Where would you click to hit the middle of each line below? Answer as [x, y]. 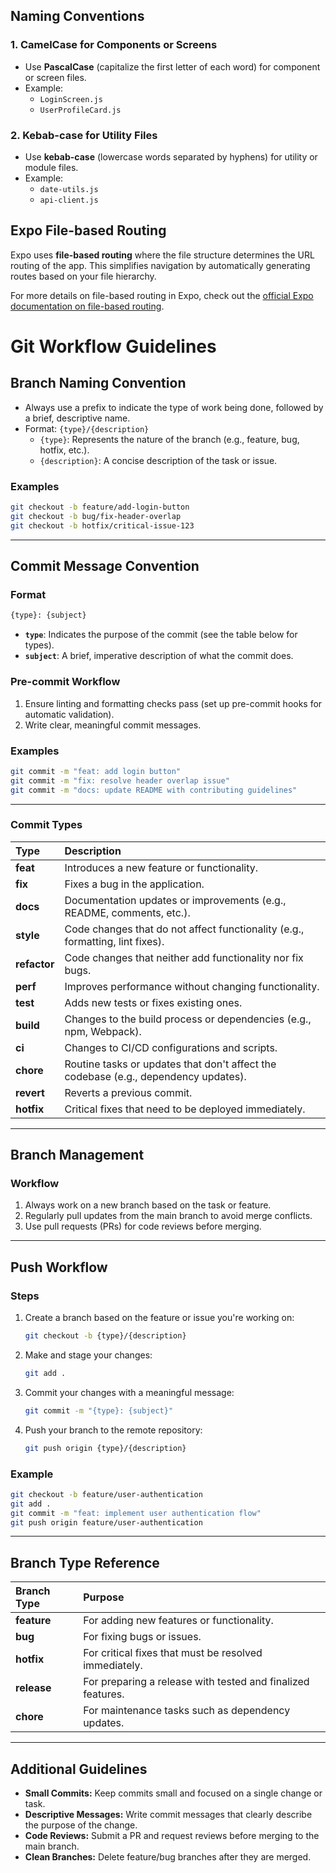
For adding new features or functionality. [178, 1621]
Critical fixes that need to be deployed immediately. [185, 1109]
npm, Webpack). [103, 1031]
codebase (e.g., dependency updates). [155, 1076]
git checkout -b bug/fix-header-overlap [96, 516]
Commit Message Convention [105, 566]
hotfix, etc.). [64, 450]
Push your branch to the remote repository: [113, 1430]
